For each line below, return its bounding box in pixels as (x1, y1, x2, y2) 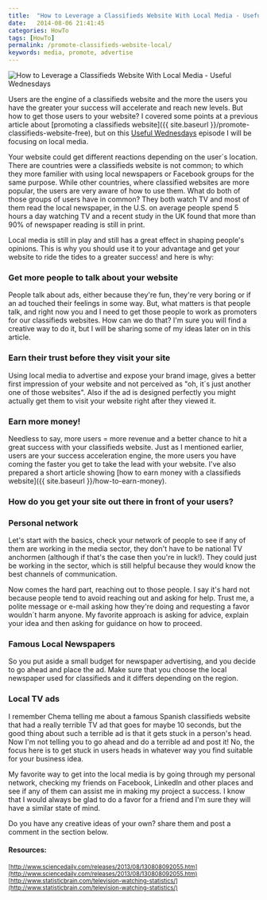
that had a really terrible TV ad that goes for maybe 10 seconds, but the (8, 720, 242, 730)
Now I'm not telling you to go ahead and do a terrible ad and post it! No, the (8, 737, 255, 746)
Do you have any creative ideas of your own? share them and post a (8, 818, 231, 828)
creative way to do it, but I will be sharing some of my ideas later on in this (8, 324, 251, 334)
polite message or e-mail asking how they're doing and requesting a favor (8, 602, 250, 612)
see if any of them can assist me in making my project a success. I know (8, 786, 246, 796)
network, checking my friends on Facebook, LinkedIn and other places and (8, 777, 253, 787)
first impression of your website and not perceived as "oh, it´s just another (8, 379, 251, 389)
